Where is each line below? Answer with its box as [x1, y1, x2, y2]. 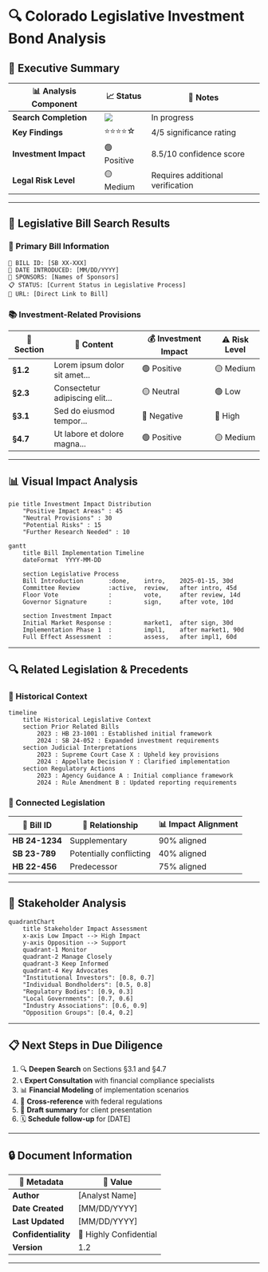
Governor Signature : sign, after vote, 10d [22, 597, 234, 606]
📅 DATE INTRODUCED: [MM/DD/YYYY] [8, 266, 120, 274]
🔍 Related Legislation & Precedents [8, 663, 189, 676]
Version [12, 1242, 43, 1253]
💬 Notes [187, 92, 219, 103]
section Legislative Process [22, 569, 120, 578]
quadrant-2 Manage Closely [22, 953, 112, 961]
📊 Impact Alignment [158, 818, 238, 830]
